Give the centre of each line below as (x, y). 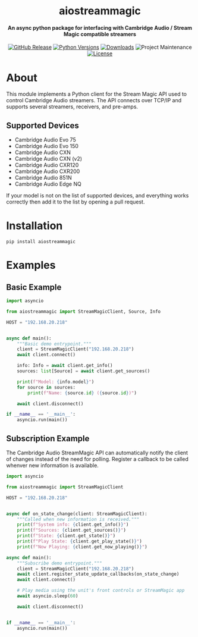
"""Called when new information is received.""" (78, 519)
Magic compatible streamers (100, 34)
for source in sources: (46, 387)
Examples (31, 265)
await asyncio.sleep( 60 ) (48, 596)
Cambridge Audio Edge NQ (48, 184)
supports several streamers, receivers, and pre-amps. (72, 107)
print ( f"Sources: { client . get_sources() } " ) (72, 531)
